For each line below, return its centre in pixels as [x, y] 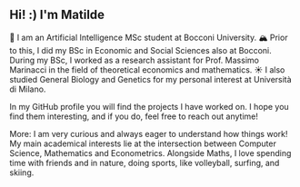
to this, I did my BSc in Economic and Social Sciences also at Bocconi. [141, 50]
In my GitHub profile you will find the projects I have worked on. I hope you [149, 106]
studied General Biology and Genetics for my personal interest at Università [151, 79]
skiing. [22, 172]
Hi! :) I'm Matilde [57, 15]
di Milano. [28, 89]
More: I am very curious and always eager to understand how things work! [149, 133]
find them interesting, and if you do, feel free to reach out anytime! [134, 116]
